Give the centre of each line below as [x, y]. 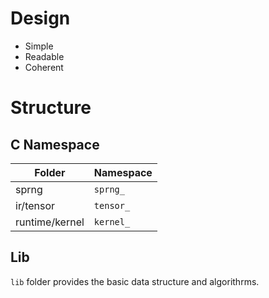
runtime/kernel [50, 222]
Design [40, 18]
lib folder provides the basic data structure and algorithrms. [135, 281]
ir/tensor [35, 205]
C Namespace [55, 144]
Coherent [44, 67]
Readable [44, 56]
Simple [39, 46]
